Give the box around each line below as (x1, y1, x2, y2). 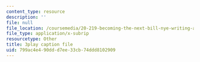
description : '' (6, 14, 46, 20)
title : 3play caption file (6, 42, 73, 48)
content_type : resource (6, 8, 65, 15)
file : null (6, 19, 33, 25)
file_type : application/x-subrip (6, 31, 89, 37)
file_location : (6, 25, 44, 31)
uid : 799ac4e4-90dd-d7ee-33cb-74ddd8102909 (6, 47, 116, 53)
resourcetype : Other (6, 36, 58, 42)
